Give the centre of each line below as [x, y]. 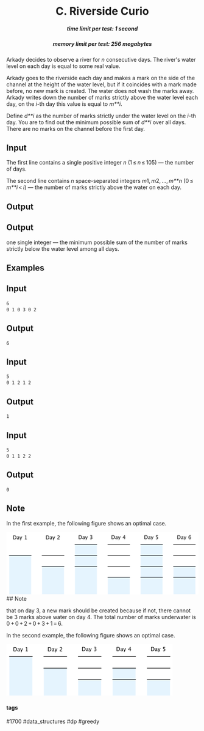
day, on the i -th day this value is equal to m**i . [65, 104]
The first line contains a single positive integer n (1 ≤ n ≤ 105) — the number [100, 163]
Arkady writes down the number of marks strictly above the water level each [102, 97]
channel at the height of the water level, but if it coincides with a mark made [101, 84]
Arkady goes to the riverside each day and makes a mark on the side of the [101, 78]
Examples [25, 268]
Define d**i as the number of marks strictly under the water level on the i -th [101, 116]
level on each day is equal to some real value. [63, 66]
